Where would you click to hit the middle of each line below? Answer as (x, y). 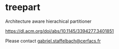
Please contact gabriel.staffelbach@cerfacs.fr (53, 41)
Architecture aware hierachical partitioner (48, 21)
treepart (23, 7)
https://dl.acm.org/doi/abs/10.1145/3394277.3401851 (60, 31)
